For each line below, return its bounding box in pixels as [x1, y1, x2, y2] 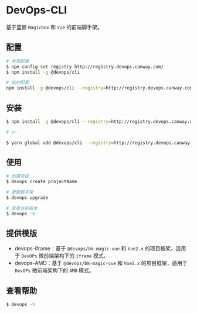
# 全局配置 [6, 58, 29, 64]
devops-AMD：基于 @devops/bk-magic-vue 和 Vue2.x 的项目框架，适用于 [14, 260, 188, 267]
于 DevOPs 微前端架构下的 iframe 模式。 [14, 252, 109, 259]
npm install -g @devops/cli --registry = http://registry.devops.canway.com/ [6, 85, 195, 91]
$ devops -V [6, 211, 35, 216]
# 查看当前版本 [6, 205, 38, 211]
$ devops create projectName [6, 179, 77, 185]
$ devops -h [6, 302, 35, 308]
